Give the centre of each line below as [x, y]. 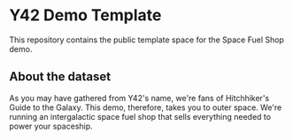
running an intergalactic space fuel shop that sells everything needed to [140, 116]
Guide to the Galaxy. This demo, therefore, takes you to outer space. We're [146, 107]
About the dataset [60, 77]
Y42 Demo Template [85, 15]
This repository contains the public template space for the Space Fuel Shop [147, 40]
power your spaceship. [51, 126]
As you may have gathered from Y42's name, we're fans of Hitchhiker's [139, 98]
